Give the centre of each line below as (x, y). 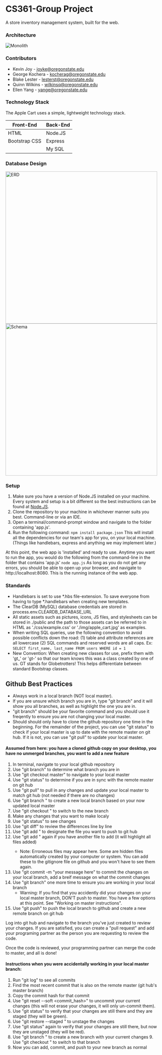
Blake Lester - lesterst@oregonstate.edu (53, 79)
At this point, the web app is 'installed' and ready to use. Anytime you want (80, 552)
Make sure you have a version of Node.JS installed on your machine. (81, 496)
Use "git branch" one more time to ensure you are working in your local (84, 882)
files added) (24, 842)
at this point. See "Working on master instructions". (71, 903)
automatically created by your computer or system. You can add (84, 856)
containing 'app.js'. (31, 527)
